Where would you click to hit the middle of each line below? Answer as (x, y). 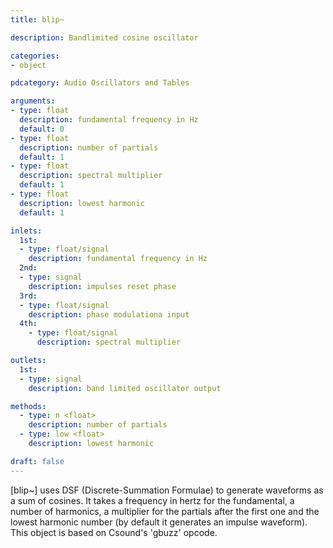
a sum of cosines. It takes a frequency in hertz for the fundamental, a (152, 500)
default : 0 (42, 129)
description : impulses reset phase (102, 286)
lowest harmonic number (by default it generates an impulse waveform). (159, 522)
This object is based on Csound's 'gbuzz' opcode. (114, 532)
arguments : (33, 101)
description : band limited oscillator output (125, 388)
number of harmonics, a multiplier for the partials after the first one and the (165, 511)
